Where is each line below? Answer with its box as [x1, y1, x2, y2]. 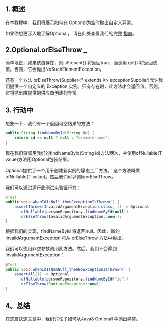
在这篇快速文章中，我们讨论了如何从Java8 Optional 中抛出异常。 [5, 316, 141, 322]
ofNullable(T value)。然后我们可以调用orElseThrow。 [5, 174, 116, 180]
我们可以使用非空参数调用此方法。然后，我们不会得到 [5, 246, 117, 252]
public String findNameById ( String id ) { [5, 131, 95, 136]
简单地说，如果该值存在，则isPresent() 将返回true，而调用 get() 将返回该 [5, 59, 158, 65]
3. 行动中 [5, 106, 34, 115]
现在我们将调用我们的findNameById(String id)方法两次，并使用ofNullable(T [5, 150, 162, 156]
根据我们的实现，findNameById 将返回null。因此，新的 [5, 228, 120, 235]
